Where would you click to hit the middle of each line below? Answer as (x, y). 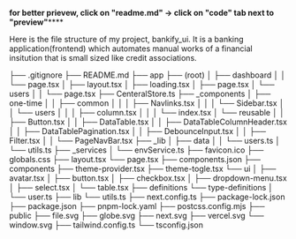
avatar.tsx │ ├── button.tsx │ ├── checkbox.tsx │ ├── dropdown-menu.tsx (148, 178)
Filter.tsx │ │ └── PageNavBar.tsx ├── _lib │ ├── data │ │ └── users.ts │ (145, 141)
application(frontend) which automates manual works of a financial (131, 49)
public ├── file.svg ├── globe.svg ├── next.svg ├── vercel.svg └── (137, 216)
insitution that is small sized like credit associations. (103, 58)
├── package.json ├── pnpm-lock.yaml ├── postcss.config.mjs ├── (137, 206)
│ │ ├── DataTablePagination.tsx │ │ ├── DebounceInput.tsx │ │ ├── (138, 131)
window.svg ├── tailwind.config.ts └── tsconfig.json (106, 225)
